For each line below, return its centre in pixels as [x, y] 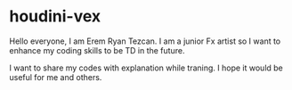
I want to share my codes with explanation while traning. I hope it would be [146, 68]
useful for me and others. [56, 77]
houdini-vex [55, 16]
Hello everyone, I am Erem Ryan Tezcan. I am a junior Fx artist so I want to [145, 41]
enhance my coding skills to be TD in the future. [97, 50]
